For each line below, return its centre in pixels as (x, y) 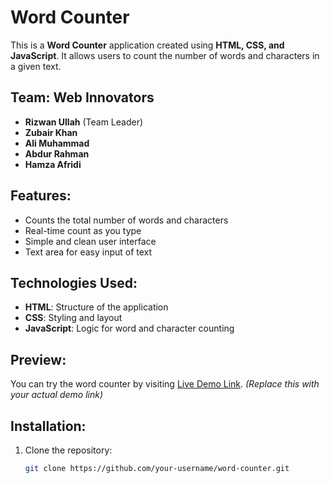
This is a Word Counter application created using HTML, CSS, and (147, 45)
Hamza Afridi (53, 164)
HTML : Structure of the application (96, 307)
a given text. (36, 66)
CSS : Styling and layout (73, 318)
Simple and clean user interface (90, 241)
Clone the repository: (68, 450)
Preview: (38, 359)
